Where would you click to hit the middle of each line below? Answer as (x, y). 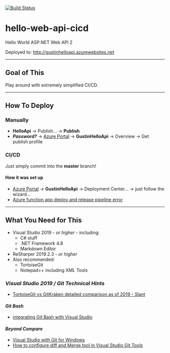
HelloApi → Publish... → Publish (46, 131)
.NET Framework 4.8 (41, 243)
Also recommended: (34, 259)
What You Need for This (44, 220)
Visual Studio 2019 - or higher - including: (56, 232)
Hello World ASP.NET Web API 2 (39, 42)
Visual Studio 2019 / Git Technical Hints (55, 283)
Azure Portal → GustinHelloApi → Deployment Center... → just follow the (88, 189)
